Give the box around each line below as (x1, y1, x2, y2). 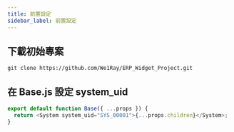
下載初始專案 (7, 45, 64, 57)
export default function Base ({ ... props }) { (7, 105, 148, 113)
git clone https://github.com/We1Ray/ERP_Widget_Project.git (7, 65, 193, 72)
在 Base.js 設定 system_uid (7, 86, 128, 98)
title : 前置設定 (7, 10, 51, 18)
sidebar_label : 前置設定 (7, 17, 77, 24)
